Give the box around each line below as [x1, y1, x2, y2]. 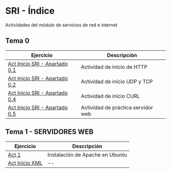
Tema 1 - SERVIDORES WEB [5, 127, 94, 136]
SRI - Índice [5, 5, 55, 17]
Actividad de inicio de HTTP [80, 63, 148, 71]
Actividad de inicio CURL [80, 92, 140, 99]
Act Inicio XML [8, 159, 43, 166]
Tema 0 [5, 37, 30, 45]
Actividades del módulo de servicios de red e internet [5, 22, 118, 28]
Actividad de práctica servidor [80, 104, 154, 111]
